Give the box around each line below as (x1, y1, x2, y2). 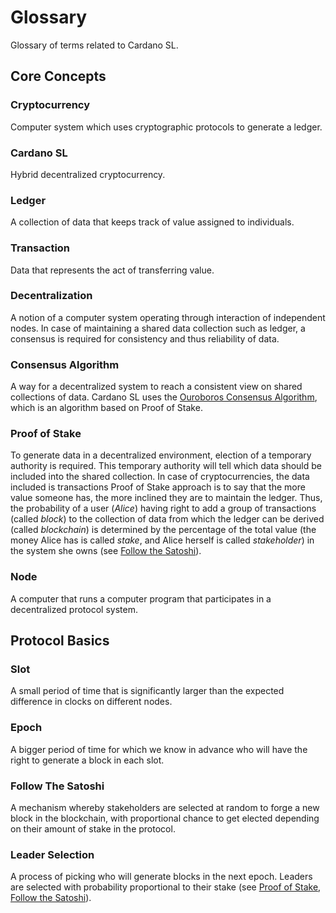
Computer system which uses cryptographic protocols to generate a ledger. (10, 121, 323, 133)
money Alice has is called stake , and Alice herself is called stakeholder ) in (10, 534, 315, 546)
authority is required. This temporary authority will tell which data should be (10, 460, 322, 472)
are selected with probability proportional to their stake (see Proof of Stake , (10, 881, 322, 893)
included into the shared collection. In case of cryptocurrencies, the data (10, 471, 310, 483)
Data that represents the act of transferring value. (10, 264, 215, 276)
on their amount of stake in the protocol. (10, 822, 176, 835)
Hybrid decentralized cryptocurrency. (10, 168, 166, 180)
